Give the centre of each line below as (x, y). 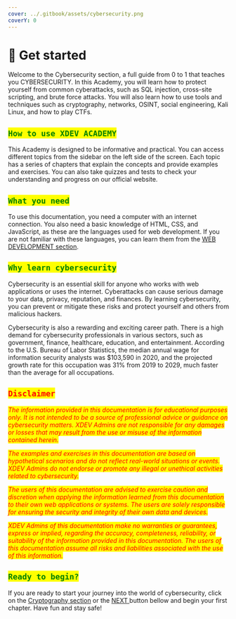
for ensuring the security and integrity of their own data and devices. (108, 512)
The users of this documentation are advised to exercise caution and (108, 489)
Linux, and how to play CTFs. (50, 112)
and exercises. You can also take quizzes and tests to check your (103, 172)
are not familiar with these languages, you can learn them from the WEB (112, 239)
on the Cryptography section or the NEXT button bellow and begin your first (118, 600)
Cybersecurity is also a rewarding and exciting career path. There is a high (116, 327)
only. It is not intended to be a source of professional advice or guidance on (118, 417)
